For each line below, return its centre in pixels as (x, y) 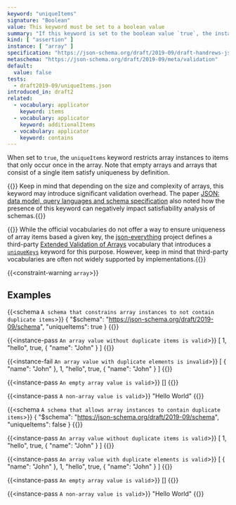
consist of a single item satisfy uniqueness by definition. (88, 173)
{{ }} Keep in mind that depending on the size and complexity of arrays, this (116, 186)
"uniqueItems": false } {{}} (45, 424)
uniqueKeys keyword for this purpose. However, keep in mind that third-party (118, 252)
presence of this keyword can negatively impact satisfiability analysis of (111, 208)
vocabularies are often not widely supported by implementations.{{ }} (107, 260)
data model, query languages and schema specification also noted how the (116, 201)
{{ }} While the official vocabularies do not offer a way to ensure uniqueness (117, 229)
